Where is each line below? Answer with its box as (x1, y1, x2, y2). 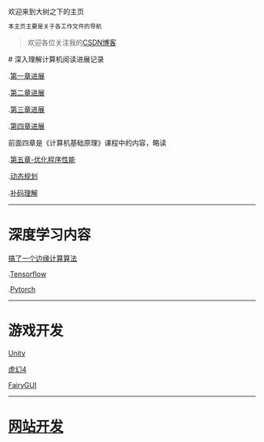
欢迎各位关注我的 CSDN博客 (27, 38, 116, 47)
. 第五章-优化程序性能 (8, 154, 76, 164)
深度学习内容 (8, 227, 92, 244)
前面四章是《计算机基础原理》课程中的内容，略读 (8, 138, 167, 147)
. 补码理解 (8, 188, 38, 197)
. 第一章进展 (8, 71, 46, 80)
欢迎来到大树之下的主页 (8, 7, 84, 16)
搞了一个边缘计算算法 (8, 253, 77, 263)
